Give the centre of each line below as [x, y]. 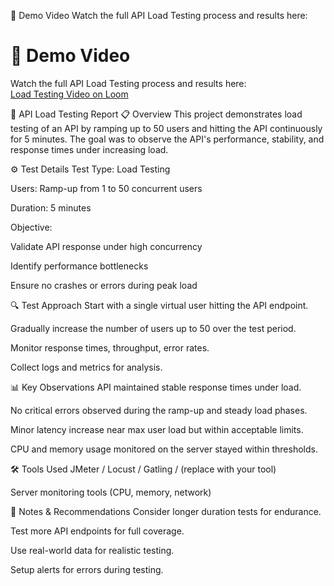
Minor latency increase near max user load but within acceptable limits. [157, 429]
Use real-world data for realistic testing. [92, 550]
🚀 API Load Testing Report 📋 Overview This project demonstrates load [156, 114]
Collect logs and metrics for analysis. [86, 367]
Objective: [31, 227]
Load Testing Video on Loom [69, 94]
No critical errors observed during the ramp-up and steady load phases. [159, 410]
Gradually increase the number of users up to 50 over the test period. [153, 328]
